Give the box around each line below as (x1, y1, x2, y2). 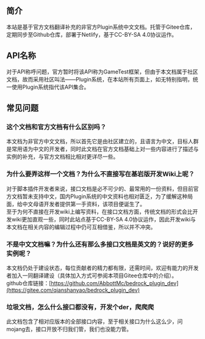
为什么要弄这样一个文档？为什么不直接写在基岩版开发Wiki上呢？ (6, 170, 195, 179)
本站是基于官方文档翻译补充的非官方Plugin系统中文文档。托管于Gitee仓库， (6, 23, 196, 31)
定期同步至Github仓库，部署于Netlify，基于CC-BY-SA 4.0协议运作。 (6, 31, 178, 38)
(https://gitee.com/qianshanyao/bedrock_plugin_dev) (6, 286, 140, 294)
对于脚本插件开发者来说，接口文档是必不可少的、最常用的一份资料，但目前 (6, 185, 193, 192)
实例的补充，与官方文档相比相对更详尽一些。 (6, 153, 119, 160)
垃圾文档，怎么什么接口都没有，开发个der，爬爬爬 (6, 302, 154, 311)
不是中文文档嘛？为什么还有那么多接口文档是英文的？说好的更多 (6, 240, 194, 248)
